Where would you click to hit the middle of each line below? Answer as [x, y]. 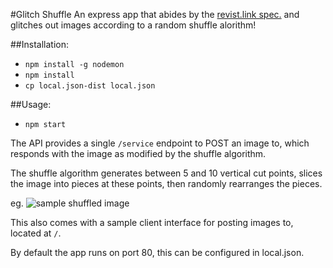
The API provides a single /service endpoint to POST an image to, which [160, 143]
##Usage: [31, 104]
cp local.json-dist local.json [90, 86]
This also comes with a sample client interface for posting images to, [152, 222]
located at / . [36, 233]
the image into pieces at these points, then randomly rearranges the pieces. [166, 183]
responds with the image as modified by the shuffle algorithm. [138, 153]
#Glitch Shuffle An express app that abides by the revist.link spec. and [155, 14]
